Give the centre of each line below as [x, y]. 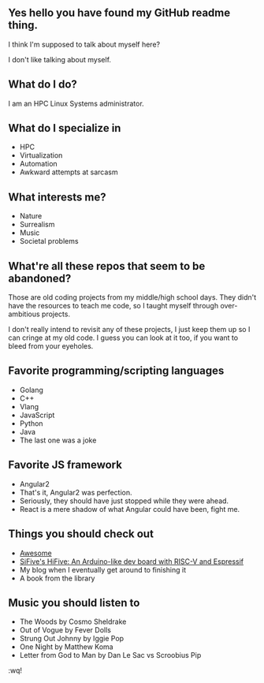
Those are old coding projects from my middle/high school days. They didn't [132, 297]
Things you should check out [81, 534]
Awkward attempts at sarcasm [69, 172]
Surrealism [37, 225]
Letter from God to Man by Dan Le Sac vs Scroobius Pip [110, 655]
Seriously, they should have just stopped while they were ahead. [124, 501]
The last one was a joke [58, 440]
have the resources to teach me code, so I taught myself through [113, 306]
